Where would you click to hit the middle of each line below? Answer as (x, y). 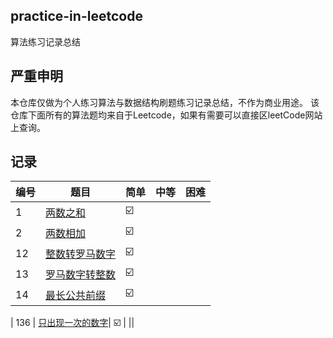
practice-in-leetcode (76, 16)
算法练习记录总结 (45, 41)
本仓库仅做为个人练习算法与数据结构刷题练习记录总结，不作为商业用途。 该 (165, 102)
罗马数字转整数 (81, 274)
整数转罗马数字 (81, 254)
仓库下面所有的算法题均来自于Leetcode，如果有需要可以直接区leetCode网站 (166, 115)
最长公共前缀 (76, 295)
